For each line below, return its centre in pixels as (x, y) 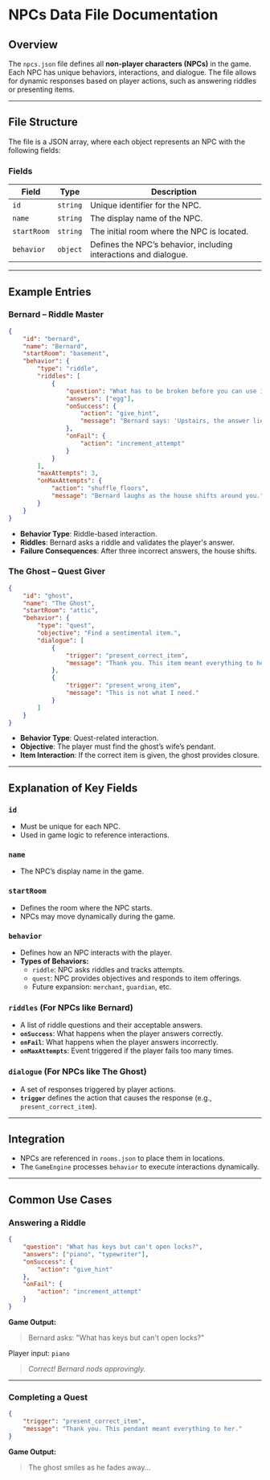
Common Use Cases (60, 1200)
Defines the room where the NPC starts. (86, 907)
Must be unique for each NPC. (70, 827)
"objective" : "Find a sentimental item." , (109, 633)
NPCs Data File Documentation (113, 15)
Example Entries (50, 292)
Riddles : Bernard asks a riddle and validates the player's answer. (127, 542)
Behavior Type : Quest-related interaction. (89, 738)
